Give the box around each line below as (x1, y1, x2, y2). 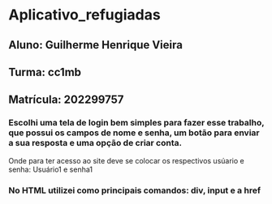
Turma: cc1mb (8, 65, 82, 79)
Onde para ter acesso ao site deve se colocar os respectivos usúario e (8, 155, 245, 165)
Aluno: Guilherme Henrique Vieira (8, 38, 183, 52)
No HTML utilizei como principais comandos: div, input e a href (8, 185, 261, 196)
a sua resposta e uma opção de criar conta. (8, 138, 183, 149)
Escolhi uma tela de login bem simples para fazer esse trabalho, (8, 117, 265, 129)
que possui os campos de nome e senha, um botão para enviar (8, 127, 260, 138)
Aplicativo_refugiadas (8, 6, 161, 24)
